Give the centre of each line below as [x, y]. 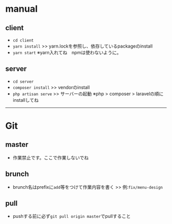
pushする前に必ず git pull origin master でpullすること [72, 216]
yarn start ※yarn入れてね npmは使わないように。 [67, 52]
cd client [23, 40]
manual [21, 9]
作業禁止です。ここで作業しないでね [50, 158]
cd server [23, 82]
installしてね [26, 100]
